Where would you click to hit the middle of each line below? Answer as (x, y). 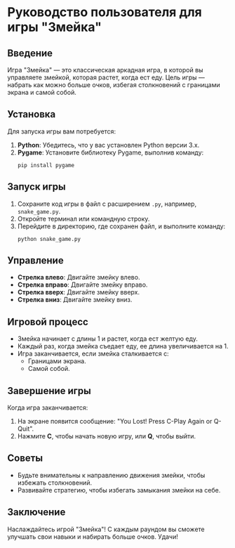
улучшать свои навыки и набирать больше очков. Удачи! (93, 536)
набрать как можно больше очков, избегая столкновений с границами (114, 85)
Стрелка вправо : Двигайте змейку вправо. (82, 285)
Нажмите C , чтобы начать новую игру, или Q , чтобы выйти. (107, 436)
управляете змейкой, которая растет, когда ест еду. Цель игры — (106, 77)
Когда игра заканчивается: (48, 407)
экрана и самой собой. (42, 92)
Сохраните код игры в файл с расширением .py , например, (107, 204)
